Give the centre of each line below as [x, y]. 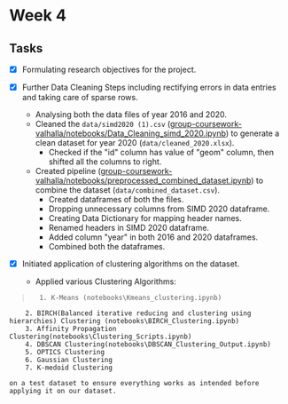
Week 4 [38, 16]
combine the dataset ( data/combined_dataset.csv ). [127, 190]
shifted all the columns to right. [105, 162]
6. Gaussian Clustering [69, 360]
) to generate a [253, 133]
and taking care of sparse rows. [80, 98]
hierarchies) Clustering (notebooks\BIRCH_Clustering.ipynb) [125, 321]
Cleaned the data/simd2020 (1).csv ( [103, 124]
